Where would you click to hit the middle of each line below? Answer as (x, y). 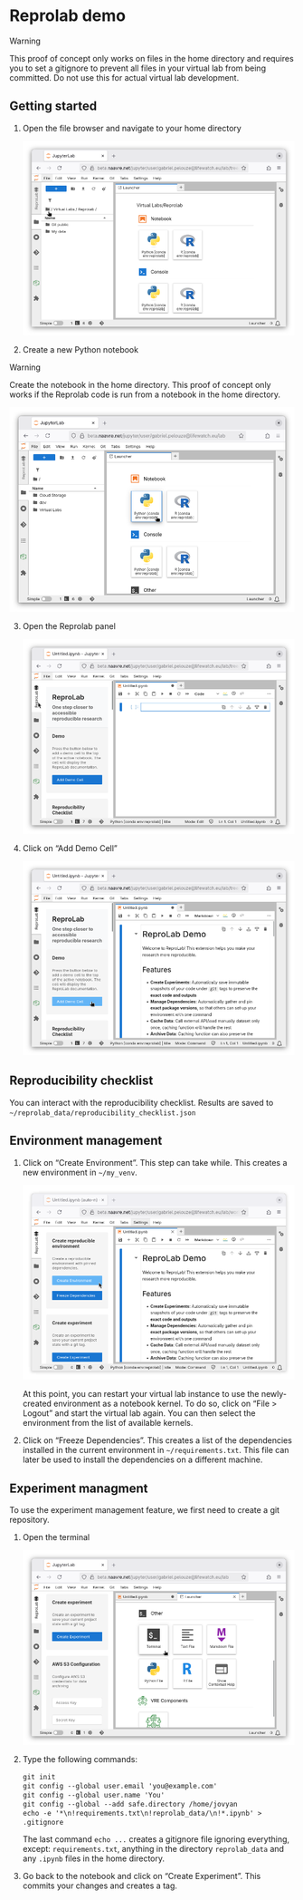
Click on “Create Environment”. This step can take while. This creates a (155, 1162)
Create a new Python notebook (80, 350)
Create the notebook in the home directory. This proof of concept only (140, 385)
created (37, 1404)
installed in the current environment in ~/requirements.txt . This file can (156, 1450)
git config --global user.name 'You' (94, 1795)
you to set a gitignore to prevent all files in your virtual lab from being (138, 68)
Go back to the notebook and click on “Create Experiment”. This (142, 1876)
